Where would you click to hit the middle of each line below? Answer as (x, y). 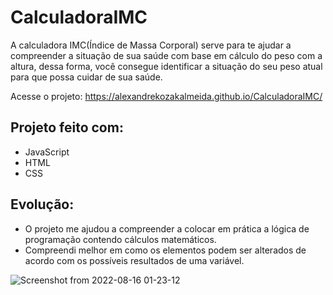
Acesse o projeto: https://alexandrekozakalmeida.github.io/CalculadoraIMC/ (166, 96)
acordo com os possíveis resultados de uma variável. (134, 260)
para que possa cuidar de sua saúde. (86, 77)
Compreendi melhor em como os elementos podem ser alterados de (165, 250)
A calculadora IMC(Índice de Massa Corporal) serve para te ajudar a (151, 45)
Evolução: (42, 204)
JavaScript (47, 152)
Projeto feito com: (67, 127)
